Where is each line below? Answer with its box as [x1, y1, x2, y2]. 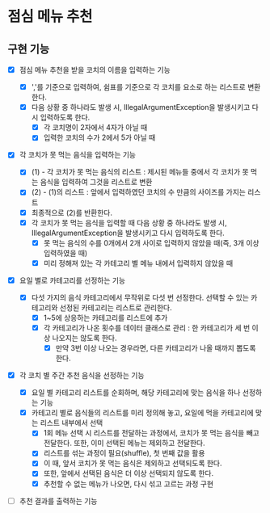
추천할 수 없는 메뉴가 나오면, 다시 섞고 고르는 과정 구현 [43, 478, 214, 489]
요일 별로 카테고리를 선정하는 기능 [19, 275, 126, 285]
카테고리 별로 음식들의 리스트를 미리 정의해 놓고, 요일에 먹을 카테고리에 [31, 408, 254, 418]
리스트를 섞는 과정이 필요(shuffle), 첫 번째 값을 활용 [43, 448, 205, 458]
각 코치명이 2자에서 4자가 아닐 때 [43, 123, 148, 132]
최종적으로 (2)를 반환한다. [31, 208, 113, 217]
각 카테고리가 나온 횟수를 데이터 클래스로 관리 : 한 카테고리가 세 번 [43, 322, 251, 332]
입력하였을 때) [43, 248, 88, 258]
